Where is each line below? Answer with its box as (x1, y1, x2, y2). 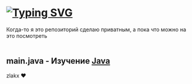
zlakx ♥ (6, 72, 26, 79)
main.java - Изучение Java (6, 56, 110, 66)
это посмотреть (6, 32, 48, 39)
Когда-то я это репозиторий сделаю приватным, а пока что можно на (6, 26, 187, 33)
